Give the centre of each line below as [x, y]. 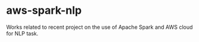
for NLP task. [22, 33]
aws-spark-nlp [44, 10]
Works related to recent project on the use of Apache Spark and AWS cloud [99, 27]
